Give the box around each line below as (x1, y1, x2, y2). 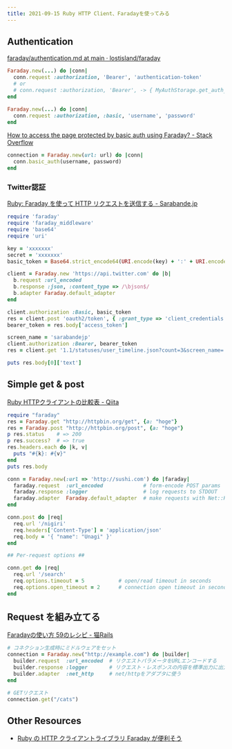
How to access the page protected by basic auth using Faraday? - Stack (7, 131, 213, 139)
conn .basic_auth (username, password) (13, 159, 122, 165)
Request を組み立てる (7, 611, 101, 623)
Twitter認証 (7, 182, 46, 192)
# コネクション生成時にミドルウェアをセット (7, 644, 117, 651)
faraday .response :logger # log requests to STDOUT (13, 489, 217, 496)
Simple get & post (7, 379, 85, 390)
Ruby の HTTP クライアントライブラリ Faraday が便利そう (17, 734, 182, 743)
